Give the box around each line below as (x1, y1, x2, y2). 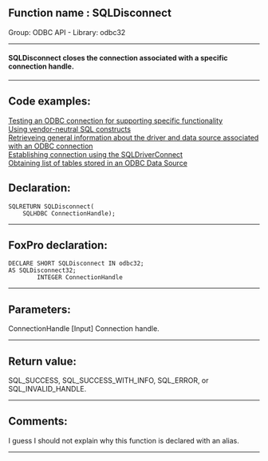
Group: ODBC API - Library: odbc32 (8, 27, 126, 37)
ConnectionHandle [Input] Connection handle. (8, 324, 160, 333)
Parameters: (8, 302, 71, 316)
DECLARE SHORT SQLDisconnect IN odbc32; (8, 259, 145, 268)
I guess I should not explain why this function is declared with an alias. (8, 435, 239, 445)
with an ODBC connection (8, 141, 93, 151)
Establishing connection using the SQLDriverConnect (8, 149, 183, 159)
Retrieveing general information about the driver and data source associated (8, 132, 259, 142)
